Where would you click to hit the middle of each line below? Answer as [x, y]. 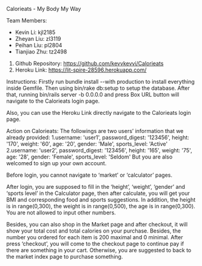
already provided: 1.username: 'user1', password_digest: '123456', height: [98, 137]
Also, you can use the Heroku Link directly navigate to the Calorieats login [99, 113]
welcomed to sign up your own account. [56, 163]
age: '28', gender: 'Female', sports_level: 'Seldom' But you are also [89, 157]
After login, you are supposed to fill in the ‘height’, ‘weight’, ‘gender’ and [96, 187]
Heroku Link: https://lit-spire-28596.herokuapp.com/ [81, 70]
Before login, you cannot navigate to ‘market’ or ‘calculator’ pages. [89, 175]
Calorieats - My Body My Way [44, 9]
